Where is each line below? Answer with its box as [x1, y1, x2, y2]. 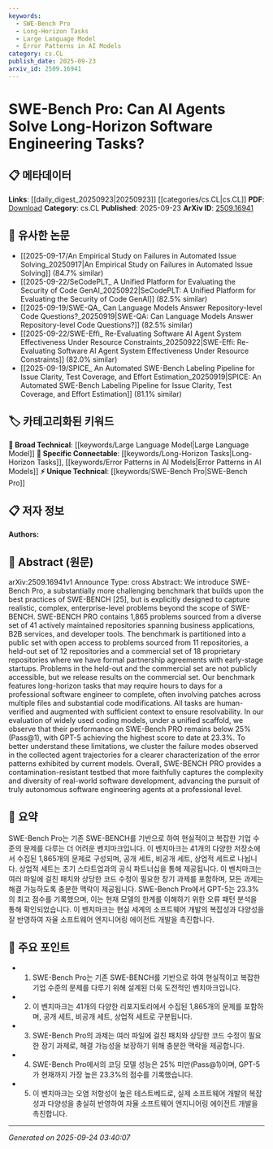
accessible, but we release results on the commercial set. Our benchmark [8, 672, 255, 681]
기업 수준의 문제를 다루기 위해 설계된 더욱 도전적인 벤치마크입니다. [32, 982, 241, 992]
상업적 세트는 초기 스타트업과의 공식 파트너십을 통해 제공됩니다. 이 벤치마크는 [19, 864, 262, 873]
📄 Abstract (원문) [8, 555, 94, 569]
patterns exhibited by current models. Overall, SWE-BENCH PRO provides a [8, 759, 262, 768]
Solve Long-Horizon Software [8, 117, 213, 135]
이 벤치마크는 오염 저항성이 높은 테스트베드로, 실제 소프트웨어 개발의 [32, 1088, 248, 1098]
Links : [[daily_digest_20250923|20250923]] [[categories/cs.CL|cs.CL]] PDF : [8, 194, 265, 204]
